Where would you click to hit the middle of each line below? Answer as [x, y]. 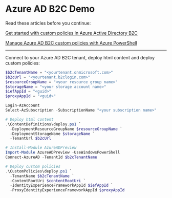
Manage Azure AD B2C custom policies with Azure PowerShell [71, 43]
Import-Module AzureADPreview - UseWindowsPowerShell [63, 152]
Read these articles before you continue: [48, 23]
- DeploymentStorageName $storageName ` [52, 134]
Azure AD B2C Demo [50, 9]
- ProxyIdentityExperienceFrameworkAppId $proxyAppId [67, 190]
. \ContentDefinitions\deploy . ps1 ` [43, 124]
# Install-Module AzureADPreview [41, 148]
